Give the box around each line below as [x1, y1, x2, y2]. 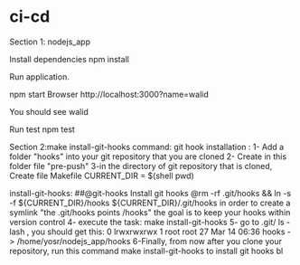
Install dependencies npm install [9, 53, 129, 64]
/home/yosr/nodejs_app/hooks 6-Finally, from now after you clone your [16, 235, 283, 246]
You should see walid [9, 106, 89, 117]
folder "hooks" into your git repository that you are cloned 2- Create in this [9, 151, 287, 162]
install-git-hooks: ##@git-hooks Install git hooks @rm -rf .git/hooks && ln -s [9, 187, 292, 198]
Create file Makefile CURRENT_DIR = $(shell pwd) [9, 170, 194, 181]
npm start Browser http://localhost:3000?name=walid [9, 89, 210, 99]
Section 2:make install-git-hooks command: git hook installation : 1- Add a [9, 141, 285, 152]
